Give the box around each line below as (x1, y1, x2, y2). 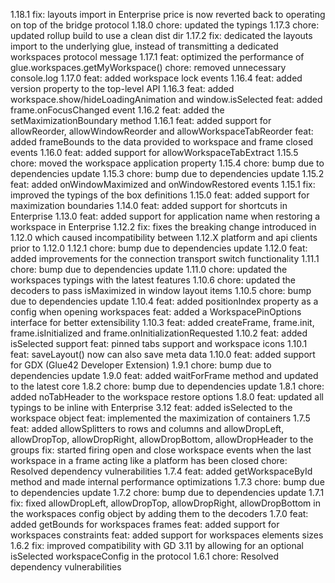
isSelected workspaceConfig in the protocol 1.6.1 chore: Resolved (10, 550, 280, 562)
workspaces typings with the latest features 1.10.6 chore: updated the (10, 274, 297, 286)
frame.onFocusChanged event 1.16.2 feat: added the (10, 104, 225, 116)
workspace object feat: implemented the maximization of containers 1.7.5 (10, 412, 311, 424)
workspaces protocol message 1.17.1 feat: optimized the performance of (10, 51, 305, 63)
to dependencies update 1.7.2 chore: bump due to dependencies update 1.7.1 (10, 487, 325, 498)
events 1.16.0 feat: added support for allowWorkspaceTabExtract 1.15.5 (10, 147, 299, 158)
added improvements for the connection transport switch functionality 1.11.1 (10, 253, 320, 264)
